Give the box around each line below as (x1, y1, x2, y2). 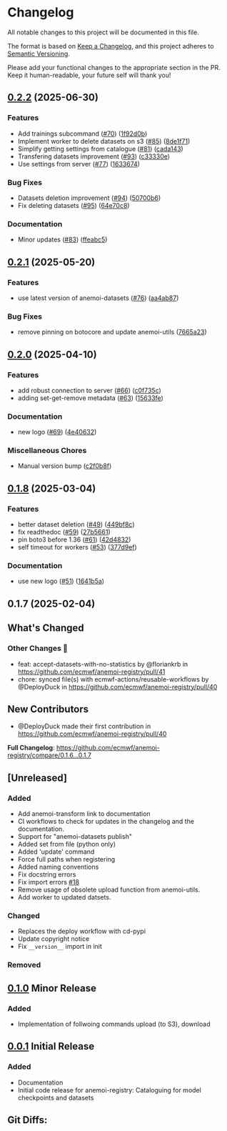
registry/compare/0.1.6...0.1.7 (7, 751, 91, 759)
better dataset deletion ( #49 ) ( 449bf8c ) (17, 520, 135, 529)
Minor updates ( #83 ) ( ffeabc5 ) (17, 235, 108, 244)
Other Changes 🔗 (7, 644, 68, 654)
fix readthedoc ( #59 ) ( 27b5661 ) (17, 528, 111, 537)
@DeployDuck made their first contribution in (17, 722, 151, 731)
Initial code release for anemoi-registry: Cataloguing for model (17, 1085, 201, 1094)
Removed (7, 960, 41, 970)
